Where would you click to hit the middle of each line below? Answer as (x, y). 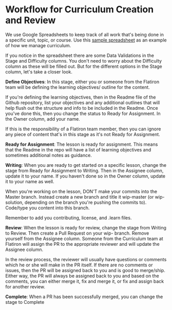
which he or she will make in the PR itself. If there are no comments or (79, 265)
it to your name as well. (30, 181)
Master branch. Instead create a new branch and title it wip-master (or (80, 197)
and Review (31, 20)
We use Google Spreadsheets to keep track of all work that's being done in (85, 34)
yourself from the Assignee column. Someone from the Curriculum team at (84, 238)
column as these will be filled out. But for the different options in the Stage (84, 66)
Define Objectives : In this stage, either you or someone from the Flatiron (82, 82)
